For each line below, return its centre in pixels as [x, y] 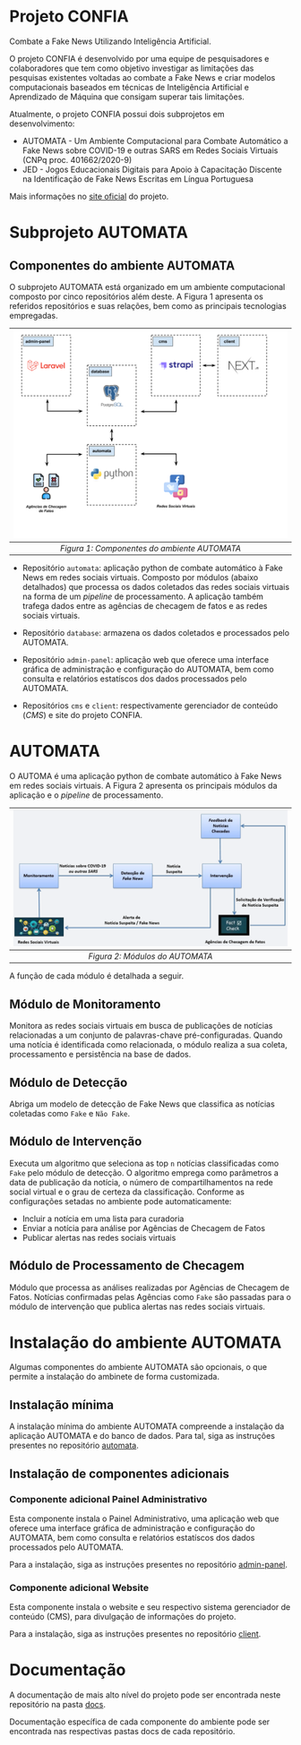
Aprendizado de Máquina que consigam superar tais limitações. [127, 97]
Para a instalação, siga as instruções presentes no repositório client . [135, 1634]
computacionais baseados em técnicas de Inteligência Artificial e [129, 87]
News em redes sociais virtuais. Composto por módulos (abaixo [140, 577]
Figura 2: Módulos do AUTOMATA [150, 956]
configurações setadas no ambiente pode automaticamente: [120, 1201]
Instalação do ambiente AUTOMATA [146, 1343]
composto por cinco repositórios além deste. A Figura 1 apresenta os [137, 296]
